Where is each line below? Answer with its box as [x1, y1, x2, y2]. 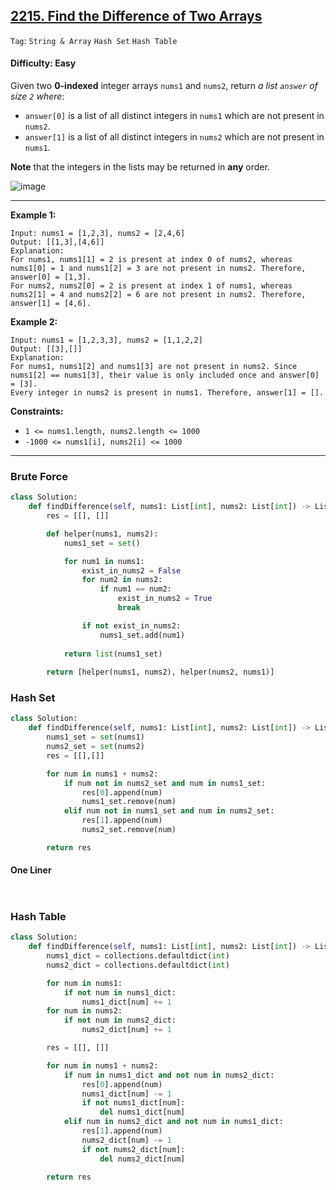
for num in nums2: [46, 1006, 123, 1016]
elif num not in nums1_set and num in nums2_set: [63, 806, 275, 816]
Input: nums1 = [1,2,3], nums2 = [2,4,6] [10, 229, 186, 239]
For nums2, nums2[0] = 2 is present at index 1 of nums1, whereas [10, 281, 293, 291]
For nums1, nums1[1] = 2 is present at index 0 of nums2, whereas [10, 255, 293, 265]
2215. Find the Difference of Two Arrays [10, 8, 263, 25]
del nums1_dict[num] [99, 1107, 186, 1118]
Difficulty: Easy [10, 57, 77, 69]
